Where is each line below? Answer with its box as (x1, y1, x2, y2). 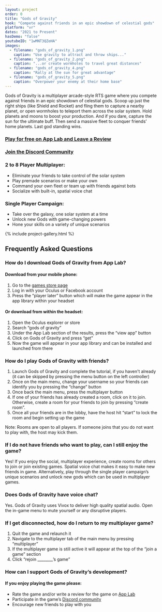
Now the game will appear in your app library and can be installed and (12, 340, 152, 346)
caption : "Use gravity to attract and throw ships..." (14, 52, 127, 57)
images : (5, 43, 21, 48)
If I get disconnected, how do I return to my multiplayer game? (5, 519, 154, 526)
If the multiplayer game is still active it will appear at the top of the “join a (12, 546, 157, 552)
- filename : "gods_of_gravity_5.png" (9, 75, 86, 80)
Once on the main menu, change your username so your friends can (12, 379, 148, 385)
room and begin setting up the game (12, 415, 85, 421)
